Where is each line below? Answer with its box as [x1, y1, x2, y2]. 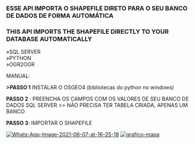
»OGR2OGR [6, 61, 35, 68]
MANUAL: [6, 72, 31, 79]
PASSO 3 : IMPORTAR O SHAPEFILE [6, 120, 93, 127]
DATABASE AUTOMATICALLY [6, 34, 93, 43]
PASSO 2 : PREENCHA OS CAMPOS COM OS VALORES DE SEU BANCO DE [6, 95, 189, 103]
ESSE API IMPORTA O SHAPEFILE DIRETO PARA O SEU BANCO [6, 4, 188, 12]
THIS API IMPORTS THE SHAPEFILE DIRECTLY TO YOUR [6, 27, 169, 36]
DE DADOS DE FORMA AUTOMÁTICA [6, 11, 114, 20]
